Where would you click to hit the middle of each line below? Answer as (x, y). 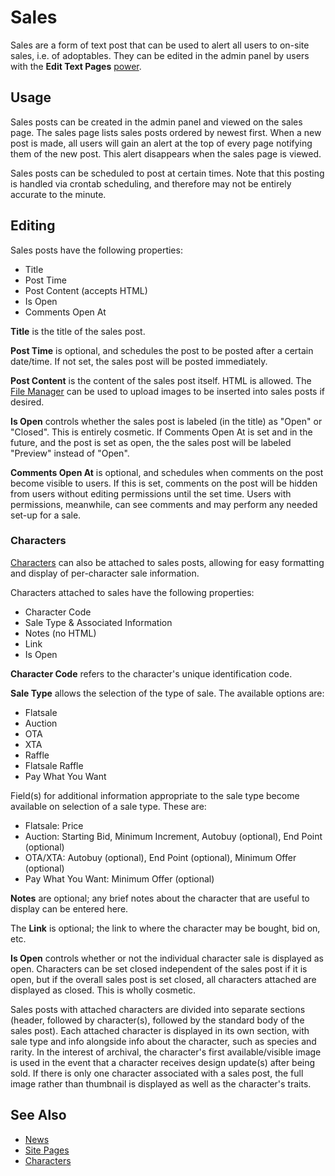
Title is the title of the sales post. (78, 331)
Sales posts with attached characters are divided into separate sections (158, 1009)
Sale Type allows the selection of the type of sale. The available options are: (167, 693)
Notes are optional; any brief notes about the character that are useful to (160, 898)
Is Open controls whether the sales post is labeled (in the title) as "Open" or (166, 421)
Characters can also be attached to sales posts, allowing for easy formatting (167, 562)
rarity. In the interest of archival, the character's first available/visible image (166, 1052)
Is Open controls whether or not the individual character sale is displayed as (167, 958)
